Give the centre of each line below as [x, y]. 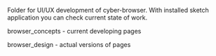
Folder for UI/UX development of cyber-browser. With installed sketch [108, 10]
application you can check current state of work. [77, 17]
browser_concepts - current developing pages [74, 31]
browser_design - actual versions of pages [69, 44]
